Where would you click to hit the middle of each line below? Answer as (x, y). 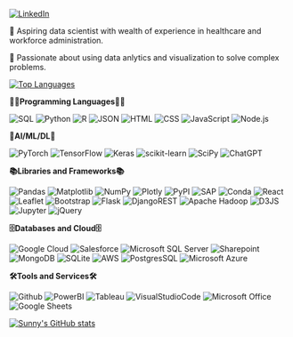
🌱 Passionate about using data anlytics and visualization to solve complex (144, 57)
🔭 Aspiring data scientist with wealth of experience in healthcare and (135, 31)
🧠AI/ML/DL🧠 (33, 136)
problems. (28, 67)
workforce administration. (57, 40)
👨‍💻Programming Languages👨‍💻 (67, 101)
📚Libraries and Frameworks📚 (67, 171)
